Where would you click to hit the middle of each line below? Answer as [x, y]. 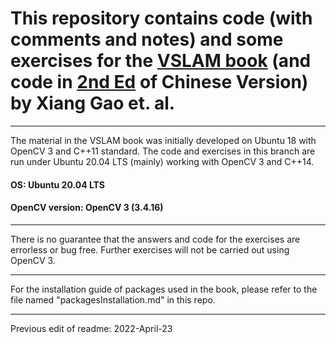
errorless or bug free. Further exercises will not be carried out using [150, 249]
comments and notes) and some [147, 39]
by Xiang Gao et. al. [93, 103]
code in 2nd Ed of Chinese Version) [159, 82]
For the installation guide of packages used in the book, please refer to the [164, 289]
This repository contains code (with [161, 18]
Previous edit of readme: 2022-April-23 [91, 328]
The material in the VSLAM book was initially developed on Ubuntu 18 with [163, 140]
